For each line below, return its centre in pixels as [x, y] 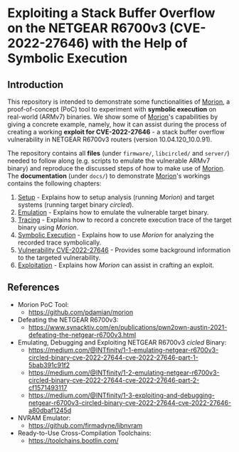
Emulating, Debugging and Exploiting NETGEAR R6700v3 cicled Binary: [122, 342]
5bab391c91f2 [49, 365]
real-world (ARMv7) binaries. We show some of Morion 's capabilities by [113, 117]
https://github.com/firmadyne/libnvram [85, 425]
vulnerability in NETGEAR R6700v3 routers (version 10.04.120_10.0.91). [110, 139]
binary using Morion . [48, 227]
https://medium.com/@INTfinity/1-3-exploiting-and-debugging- [122, 395]
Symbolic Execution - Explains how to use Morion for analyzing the [116, 235]
